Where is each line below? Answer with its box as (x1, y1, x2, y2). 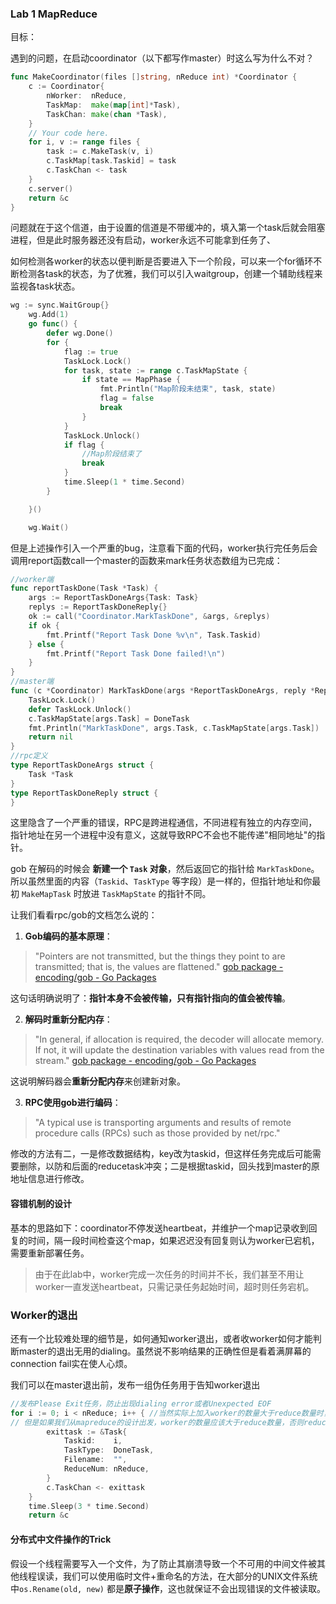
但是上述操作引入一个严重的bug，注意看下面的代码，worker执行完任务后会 (10, 542, 318, 554)
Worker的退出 (10, 1308, 78, 1322)
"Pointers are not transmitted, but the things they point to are (34, 950, 286, 962)
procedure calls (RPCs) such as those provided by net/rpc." (34, 1127, 281, 1139)
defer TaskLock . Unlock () (28, 704, 132, 714)
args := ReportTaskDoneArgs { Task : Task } (28, 593, 199, 603)
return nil (28, 732, 74, 742)
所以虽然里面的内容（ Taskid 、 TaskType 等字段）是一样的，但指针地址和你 (10, 875, 313, 887)
